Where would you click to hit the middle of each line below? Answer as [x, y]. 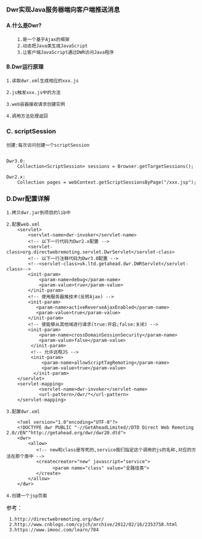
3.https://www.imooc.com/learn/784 [54, 530]
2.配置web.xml [23, 224]
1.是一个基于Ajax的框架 [43, 40]
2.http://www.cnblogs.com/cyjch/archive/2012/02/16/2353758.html [93, 524]
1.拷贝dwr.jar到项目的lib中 [39, 213]
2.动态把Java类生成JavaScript [52, 46]
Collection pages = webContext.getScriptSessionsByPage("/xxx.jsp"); [107, 182]
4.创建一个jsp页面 [27, 495]
